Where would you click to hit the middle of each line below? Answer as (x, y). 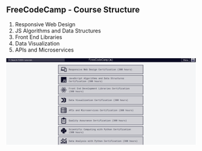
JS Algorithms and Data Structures (58, 31)
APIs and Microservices (44, 50)
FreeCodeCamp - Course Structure (73, 10)
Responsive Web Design (45, 24)
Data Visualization (37, 43)
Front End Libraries (38, 37)
